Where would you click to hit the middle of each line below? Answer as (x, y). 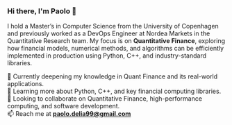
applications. (25, 84)
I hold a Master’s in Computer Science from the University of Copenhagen (113, 26)
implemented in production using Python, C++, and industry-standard (107, 56)
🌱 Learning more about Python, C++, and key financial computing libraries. (114, 91)
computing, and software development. (64, 106)
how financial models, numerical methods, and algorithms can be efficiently (116, 49)
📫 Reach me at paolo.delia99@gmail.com (69, 114)
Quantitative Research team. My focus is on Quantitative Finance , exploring (116, 41)
